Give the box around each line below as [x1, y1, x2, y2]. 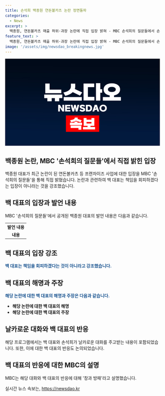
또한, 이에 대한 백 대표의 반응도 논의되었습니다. [15, 345, 105, 351]
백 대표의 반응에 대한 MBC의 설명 [5, 361, 99, 369]
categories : [5, 13, 29, 18]
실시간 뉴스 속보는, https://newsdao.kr [5, 385, 80, 391]
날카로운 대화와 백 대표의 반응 [5, 325, 89, 334]
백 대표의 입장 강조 [5, 249, 57, 257]
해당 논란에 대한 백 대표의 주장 [12, 309, 69, 315]
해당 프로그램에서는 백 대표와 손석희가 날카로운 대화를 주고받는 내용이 [5, 339, 137, 345]
